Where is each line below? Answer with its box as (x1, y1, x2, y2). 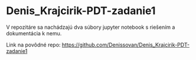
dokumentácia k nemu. (6, 29, 62, 36)
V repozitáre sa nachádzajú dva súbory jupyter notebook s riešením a (6, 24, 175, 31)
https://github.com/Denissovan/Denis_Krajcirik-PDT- (61, 41, 190, 48)
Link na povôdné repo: (6, 41, 61, 48)
